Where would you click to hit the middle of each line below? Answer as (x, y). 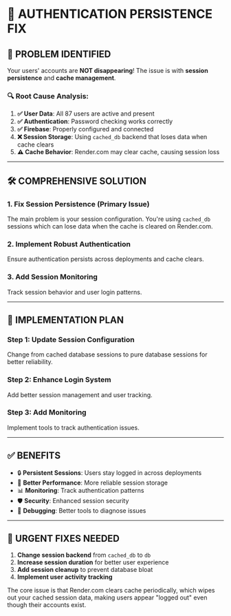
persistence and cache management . (62, 78)
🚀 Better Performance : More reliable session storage (92, 482)
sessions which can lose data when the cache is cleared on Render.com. (110, 226)
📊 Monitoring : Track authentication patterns (80, 490)
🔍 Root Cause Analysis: (48, 96)
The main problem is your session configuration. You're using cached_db (109, 219)
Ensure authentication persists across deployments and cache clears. (106, 259)
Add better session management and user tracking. (80, 394)
